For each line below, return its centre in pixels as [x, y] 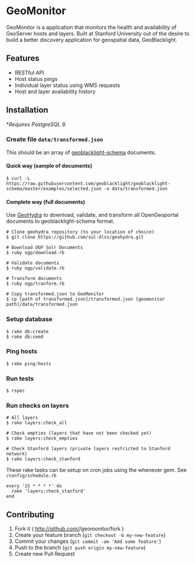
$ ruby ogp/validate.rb [35, 268]
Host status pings [36, 79]
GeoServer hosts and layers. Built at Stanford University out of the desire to [98, 33]
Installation [27, 110]
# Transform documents [34, 279]
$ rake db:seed [25, 337]
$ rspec [16, 391]
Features [23, 58]
